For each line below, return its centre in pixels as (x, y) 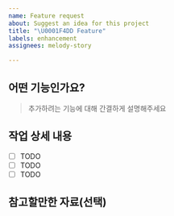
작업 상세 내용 (40, 137)
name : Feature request (46, 16)
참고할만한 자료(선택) (58, 202)
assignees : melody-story (50, 46)
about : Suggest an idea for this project (79, 23)
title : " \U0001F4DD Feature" (57, 31)
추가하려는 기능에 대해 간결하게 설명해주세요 (97, 108)
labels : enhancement (43, 38)
